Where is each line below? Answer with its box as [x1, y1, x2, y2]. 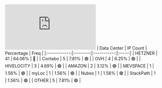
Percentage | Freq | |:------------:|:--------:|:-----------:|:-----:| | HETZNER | [5, 50, 158, 56]
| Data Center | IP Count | [96, 45, 147, 51]
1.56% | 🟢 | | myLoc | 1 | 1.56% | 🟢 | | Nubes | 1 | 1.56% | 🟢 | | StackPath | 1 [5, 70, 156, 76]
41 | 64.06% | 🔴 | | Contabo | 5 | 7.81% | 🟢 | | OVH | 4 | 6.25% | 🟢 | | [5, 56, 141, 61]
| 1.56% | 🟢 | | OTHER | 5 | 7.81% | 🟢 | [5, 77, 81, 83]
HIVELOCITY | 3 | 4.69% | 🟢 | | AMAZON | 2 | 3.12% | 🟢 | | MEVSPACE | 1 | [5, 63, 154, 69]
